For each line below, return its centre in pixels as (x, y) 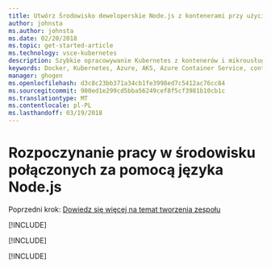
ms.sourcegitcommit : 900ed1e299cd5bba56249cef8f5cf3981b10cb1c (117, 91)
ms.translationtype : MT (48, 98)
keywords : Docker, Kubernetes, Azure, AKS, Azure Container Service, (128, 68)
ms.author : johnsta (41, 31)
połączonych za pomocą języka (116, 170)
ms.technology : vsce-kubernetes (63, 53)
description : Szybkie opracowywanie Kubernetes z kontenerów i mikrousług (137, 61)
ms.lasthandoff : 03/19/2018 (56, 113)
